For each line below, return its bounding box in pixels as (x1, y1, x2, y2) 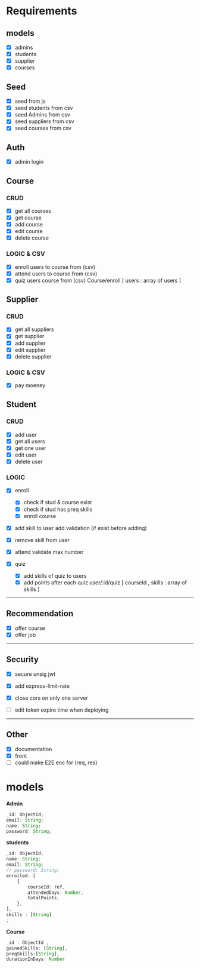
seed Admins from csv (14, 111, 70, 118)
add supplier (14, 339, 46, 347)
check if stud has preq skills (23, 506, 93, 513)
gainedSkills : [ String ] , (6, 945, 68, 951)
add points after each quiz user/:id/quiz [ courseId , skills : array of (23, 578, 187, 586)
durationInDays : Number (6, 956, 65, 963)
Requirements (6, 4, 77, 18)
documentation (14, 745, 52, 752)
